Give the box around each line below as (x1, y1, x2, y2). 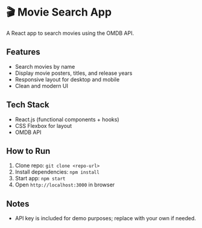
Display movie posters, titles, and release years (14, 69, 133, 77)
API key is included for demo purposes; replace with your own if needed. (14, 215, 197, 222)
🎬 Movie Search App (6, 5, 112, 19)
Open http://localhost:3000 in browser (14, 181, 115, 188)
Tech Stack (6, 100, 49, 110)
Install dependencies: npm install (14, 168, 99, 176)
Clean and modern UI (14, 82, 68, 89)
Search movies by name (14, 63, 75, 70)
